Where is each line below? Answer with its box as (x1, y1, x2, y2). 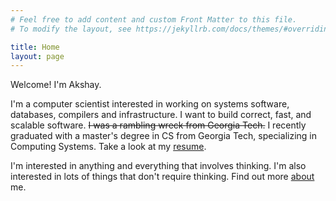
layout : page (10, 51, 65, 61)
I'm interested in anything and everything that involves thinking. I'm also (10, 160, 307, 172)
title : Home (10, 42, 60, 52)
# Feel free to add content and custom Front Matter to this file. (10, 14, 298, 25)
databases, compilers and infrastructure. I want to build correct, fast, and (10, 109, 312, 121)
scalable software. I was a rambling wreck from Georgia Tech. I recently (10, 119, 307, 131)
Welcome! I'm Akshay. (10, 79, 102, 91)
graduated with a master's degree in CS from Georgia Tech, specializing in (10, 130, 317, 142)
